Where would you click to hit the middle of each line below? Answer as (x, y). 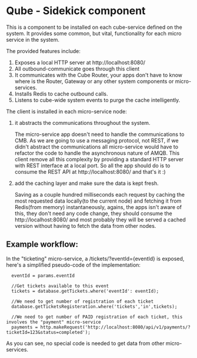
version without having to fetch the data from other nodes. (85, 226)
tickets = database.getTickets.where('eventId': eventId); (85, 291)
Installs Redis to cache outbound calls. (61, 94)
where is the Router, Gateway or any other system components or (94, 81)
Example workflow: (42, 245)
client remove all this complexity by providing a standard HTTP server (99, 159)
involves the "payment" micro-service (54, 322)
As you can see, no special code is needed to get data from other (85, 343)
